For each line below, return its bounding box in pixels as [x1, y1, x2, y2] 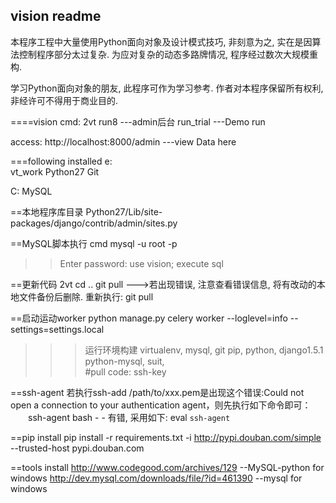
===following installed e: [10, 155, 113, 167]
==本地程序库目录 [10, 205, 84, 218]
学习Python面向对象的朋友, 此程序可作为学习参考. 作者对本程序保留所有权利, [10, 82, 324, 94]
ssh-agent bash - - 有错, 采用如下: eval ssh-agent [27, 411, 231, 423]
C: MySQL [10, 185, 53, 197]
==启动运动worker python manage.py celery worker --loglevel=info [10, 312, 288, 324]
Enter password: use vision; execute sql [59, 257, 224, 269]
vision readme [10, 8, 102, 25]
